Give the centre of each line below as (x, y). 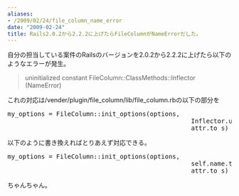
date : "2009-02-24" (36, 27)
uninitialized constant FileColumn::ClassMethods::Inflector (110, 78)
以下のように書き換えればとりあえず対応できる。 (79, 143)
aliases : (20, 14)
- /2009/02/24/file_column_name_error (65, 21)
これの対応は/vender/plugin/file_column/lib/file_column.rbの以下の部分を (113, 100)
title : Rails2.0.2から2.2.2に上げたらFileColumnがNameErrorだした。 (105, 34)
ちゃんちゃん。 (29, 185)
